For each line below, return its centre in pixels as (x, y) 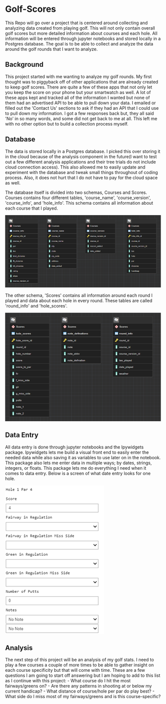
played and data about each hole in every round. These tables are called (79, 301)
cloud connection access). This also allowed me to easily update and (75, 167)
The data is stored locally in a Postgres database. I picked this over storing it (83, 151)
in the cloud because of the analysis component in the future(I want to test (81, 156)
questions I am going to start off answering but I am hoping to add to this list (83, 675)
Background (24, 65)
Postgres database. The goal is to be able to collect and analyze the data (79, 44)
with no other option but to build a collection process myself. (67, 124)
